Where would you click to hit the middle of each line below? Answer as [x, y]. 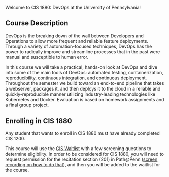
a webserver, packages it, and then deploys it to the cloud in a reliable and [83, 88]
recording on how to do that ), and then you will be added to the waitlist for [83, 164]
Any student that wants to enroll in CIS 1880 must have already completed [82, 133]
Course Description [37, 23]
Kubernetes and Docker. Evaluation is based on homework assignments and [85, 99]
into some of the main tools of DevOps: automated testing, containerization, [84, 72]
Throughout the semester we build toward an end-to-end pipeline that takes [85, 83]
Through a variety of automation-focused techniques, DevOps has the [79, 46]
